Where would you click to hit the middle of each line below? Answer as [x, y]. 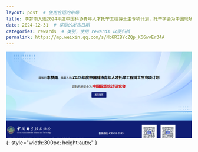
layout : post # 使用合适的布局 [43, 12]
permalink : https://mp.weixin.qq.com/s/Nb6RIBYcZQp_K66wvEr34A [85, 38]
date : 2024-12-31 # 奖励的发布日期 [48, 25]
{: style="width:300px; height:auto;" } [52, 143]
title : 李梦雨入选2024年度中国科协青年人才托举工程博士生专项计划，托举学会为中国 [95, 19]
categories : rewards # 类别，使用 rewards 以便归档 [68, 31]
